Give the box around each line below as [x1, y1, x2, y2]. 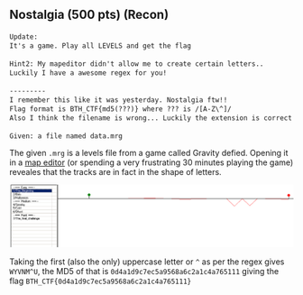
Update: [9, 32, 39, 41]
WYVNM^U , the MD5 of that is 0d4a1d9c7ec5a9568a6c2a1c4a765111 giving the [9, 265, 280, 276]
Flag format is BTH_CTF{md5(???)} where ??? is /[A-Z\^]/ [9, 104, 232, 114]
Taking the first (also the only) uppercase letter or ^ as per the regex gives [9, 256, 285, 267]
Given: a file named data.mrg [9, 131, 124, 141]
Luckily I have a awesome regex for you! [9, 68, 168, 78]
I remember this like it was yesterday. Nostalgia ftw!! [9, 95, 228, 105]
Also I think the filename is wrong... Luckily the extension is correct [9, 113, 293, 123]
